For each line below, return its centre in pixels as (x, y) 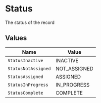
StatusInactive (25, 60)
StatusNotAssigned (29, 68)
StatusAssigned (25, 77)
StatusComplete (25, 93)
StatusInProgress (28, 85)
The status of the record (30, 22)
